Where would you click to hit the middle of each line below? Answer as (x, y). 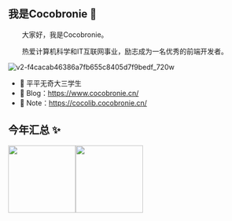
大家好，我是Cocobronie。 (65, 35)
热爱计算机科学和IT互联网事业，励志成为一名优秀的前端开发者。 (125, 51)
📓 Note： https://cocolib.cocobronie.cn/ (83, 103)
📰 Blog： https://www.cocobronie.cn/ (79, 93)
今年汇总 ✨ (35, 130)
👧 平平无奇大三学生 (50, 83)
